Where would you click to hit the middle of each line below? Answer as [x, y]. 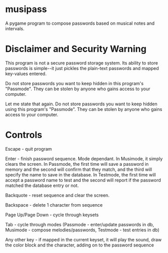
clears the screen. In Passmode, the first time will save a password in [77, 164]
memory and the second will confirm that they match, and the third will [79, 169]
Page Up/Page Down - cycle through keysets [52, 215]
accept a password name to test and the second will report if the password [83, 180]
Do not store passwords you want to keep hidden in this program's [74, 83]
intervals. [15, 28]
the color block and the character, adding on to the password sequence [80, 245]
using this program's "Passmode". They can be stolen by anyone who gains [84, 109]
